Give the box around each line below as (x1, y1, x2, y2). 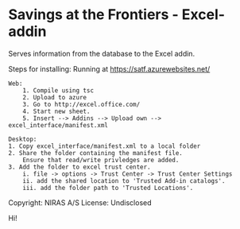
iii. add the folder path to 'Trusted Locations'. (22, 184, 194, 192)
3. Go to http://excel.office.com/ (22, 100, 141, 108)
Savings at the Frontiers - (8, 6, 179, 24)
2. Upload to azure (22, 93, 87, 101)
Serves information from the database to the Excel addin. (8, 49, 195, 58)
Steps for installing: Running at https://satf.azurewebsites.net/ (8, 64, 211, 73)
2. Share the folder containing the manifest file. (8, 149, 183, 157)
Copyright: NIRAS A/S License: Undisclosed (8, 197, 153, 208)
